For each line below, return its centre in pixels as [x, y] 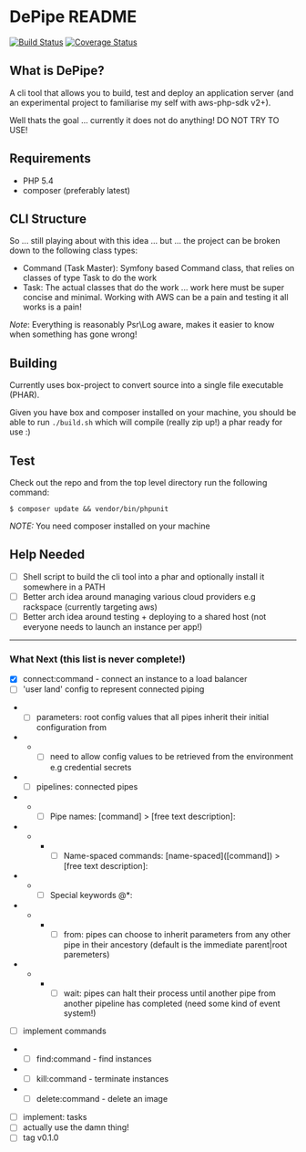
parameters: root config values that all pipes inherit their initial [153, 717]
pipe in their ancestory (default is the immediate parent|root [175, 944]
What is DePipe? [57, 71]
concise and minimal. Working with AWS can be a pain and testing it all [155, 298]
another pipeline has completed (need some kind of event [172, 1003]
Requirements [50, 158]
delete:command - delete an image [102, 1099]
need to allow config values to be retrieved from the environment [172, 757]
